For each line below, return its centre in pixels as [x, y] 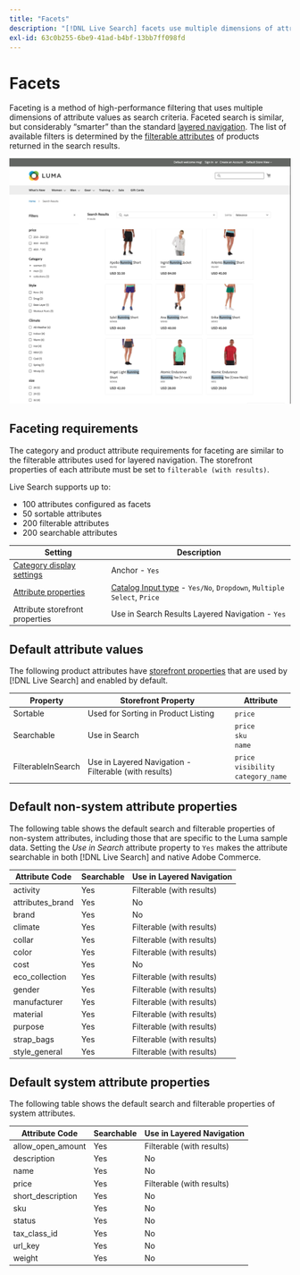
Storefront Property [158, 700]
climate [26, 927]
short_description [45, 1195]
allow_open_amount [50, 1146]
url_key [26, 1245]
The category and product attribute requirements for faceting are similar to [146, 450]
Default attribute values [77, 649]
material [28, 1015]
